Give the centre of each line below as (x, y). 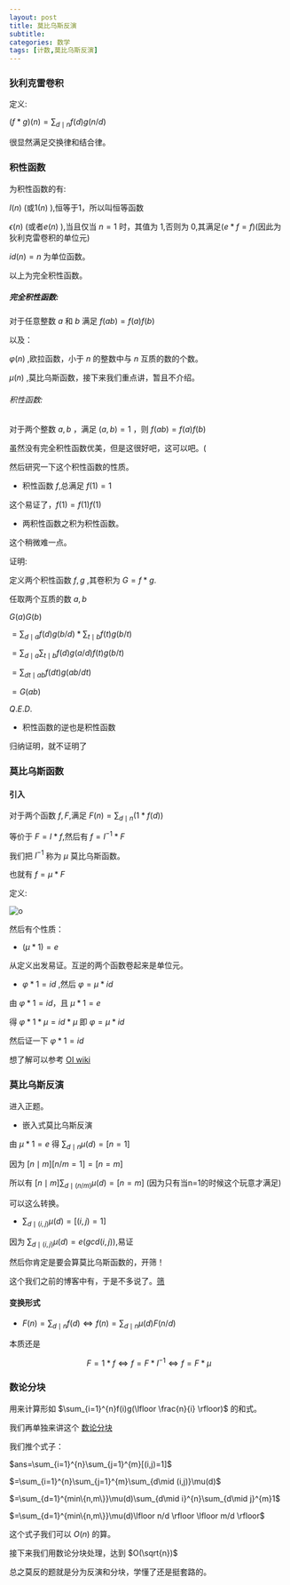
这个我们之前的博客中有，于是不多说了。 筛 (87, 1280)
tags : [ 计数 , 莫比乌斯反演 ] (54, 51)
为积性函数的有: (38, 188)
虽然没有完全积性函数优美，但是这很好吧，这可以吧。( (108, 448)
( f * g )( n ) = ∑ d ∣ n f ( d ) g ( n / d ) (58, 123)
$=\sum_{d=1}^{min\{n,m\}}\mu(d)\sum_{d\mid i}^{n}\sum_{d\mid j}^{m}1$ (145, 1498)
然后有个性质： (36, 930)
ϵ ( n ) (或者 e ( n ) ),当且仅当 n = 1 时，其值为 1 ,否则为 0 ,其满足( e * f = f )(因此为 (145, 226)
